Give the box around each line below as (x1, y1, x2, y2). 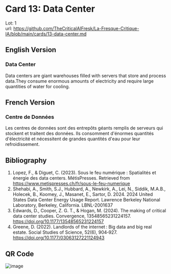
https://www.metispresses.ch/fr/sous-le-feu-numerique (12, 181, 130, 187)
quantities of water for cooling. (5, 83, 70, 89)
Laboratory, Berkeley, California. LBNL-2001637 (12, 202, 113, 208)
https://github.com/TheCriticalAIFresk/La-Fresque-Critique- (13, 25, 139, 31)
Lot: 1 (5, 20, 17, 26)
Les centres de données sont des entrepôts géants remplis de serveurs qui (5, 125, 163, 131)
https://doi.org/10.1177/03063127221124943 (12, 235, 105, 241)
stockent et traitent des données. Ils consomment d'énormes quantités (5, 131, 154, 137)
